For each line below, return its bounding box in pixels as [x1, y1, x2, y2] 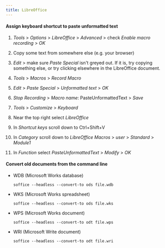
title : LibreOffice [6, 7, 47, 13]
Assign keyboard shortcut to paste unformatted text [6, 23, 118, 30]
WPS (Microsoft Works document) [13, 210, 85, 216]
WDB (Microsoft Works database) [13, 173, 84, 179]
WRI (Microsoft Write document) [13, 229, 81, 235]
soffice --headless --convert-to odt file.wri [13, 239, 114, 244]
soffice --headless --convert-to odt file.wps [13, 220, 114, 225]
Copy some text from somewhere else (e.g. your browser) [13, 49, 135, 56]
